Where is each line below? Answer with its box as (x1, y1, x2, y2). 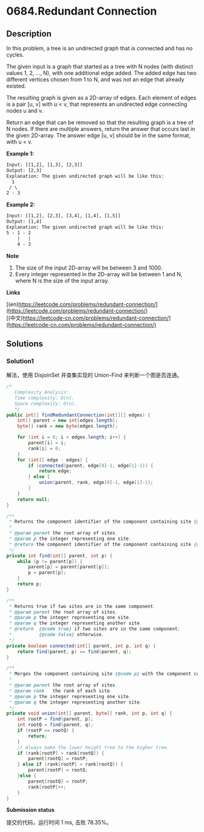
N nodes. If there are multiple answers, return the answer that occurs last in (6, 125, 195, 132)
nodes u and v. (6, 107, 44, 114)
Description (6, 29, 52, 39)
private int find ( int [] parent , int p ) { (6, 553, 113, 559)
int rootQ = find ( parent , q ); (17, 722, 94, 728)
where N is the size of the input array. (15, 277, 109, 284)
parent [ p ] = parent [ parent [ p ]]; (28, 564, 110, 570)
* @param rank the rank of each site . (8, 688, 113, 694)
